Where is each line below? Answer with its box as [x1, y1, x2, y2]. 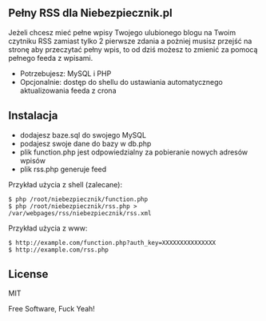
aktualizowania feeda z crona [19, 86, 117, 95]
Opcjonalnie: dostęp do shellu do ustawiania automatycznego [19, 77, 224, 86]
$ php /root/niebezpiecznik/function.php [8, 195, 149, 203]
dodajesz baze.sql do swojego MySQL [19, 130, 146, 139]
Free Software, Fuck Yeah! [8, 304, 96, 314]
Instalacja [8, 109, 58, 122]
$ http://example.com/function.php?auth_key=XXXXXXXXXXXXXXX [8, 239, 216, 247]
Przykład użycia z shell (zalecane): [8, 179, 122, 189]
